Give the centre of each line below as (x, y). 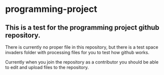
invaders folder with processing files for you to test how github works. (77, 52)
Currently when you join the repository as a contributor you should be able (82, 62)
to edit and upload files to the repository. (47, 67)
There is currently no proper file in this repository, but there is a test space (82, 47)
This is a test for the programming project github (82, 28)
